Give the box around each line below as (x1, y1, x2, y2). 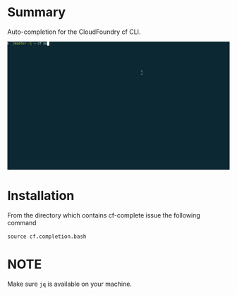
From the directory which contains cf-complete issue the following (7, 211, 201, 219)
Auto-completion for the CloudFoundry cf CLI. (7, 27, 141, 36)
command (7, 219, 37, 227)
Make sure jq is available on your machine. (7, 280, 133, 288)
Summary (7, 4, 66, 20)
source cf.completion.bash (7, 233, 87, 240)
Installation (7, 188, 75, 204)
